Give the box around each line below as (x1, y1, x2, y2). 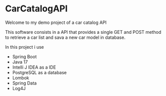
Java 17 (12, 59, 28, 65)
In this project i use (5, 44, 44, 50)
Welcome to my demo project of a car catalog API (5, 19, 107, 25)
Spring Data (12, 80, 37, 86)
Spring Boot (12, 53, 37, 60)
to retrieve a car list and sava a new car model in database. (5, 34, 125, 40)
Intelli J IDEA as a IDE (12, 64, 56, 70)
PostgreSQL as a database (12, 69, 67, 75)
